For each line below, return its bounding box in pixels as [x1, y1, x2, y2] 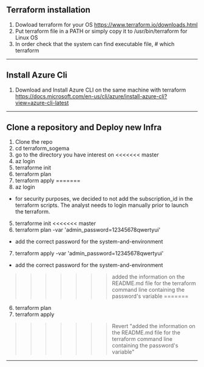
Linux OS [15, 33, 38, 41]
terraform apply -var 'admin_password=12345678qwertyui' [15, 250, 164, 257]
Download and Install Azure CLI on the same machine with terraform [15, 86, 186, 93]
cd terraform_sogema [15, 145, 70, 152]
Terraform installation [6, 5, 91, 15]
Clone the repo [15, 138, 53, 146]
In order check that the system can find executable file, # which [15, 40, 175, 47]
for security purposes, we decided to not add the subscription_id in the [15, 195, 193, 203]
